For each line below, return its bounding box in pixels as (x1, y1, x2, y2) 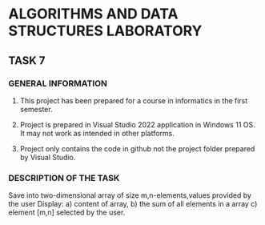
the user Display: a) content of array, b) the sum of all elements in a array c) (8, 199, 258, 209)
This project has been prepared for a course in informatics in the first (19, 95, 248, 105)
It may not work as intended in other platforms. (19, 128, 175, 138)
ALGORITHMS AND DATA (8, 5, 179, 23)
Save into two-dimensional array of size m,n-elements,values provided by (8, 191, 252, 200)
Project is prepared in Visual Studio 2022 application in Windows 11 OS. (19, 119, 255, 129)
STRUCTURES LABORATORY (8, 22, 203, 40)
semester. (19, 104, 54, 114)
